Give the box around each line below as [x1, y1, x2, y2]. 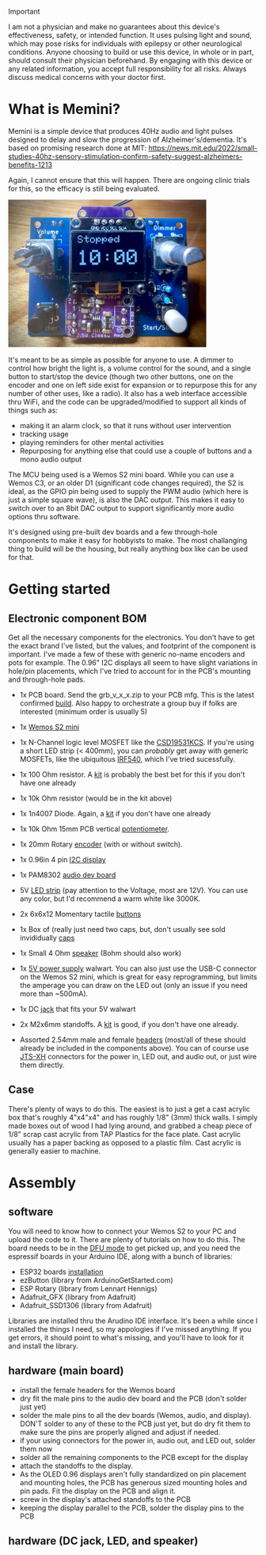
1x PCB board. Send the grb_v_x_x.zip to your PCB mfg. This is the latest [19, 690, 255, 699]
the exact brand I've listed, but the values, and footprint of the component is [8, 641, 256, 650]
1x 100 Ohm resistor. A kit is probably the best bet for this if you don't [19, 770, 245, 779]
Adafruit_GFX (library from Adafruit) [19, 1292, 137, 1302]
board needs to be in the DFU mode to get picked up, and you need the [8, 1243, 241, 1253]
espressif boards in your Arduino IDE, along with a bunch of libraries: [8, 1251, 233, 1261]
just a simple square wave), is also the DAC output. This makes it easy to [8, 495, 245, 504]
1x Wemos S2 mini [19, 722, 80, 732]
